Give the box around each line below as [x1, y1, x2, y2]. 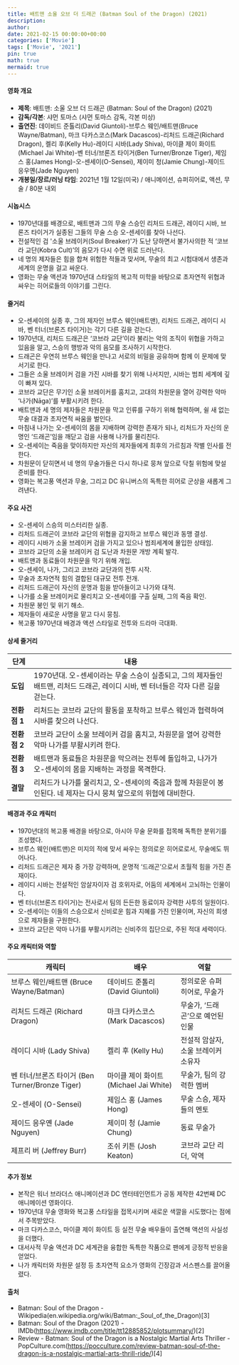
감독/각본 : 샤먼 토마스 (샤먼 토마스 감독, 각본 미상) [17, 112, 156, 121]
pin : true [7, 51, 37, 58]
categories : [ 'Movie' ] [7, 37, 75, 44]
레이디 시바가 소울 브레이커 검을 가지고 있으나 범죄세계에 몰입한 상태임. [17, 538, 213, 547]
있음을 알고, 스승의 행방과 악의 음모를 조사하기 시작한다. [17, 343, 172, 352]
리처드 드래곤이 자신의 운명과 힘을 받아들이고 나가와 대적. [17, 583, 176, 592]
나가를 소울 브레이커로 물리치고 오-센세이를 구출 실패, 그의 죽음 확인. [17, 592, 207, 600]
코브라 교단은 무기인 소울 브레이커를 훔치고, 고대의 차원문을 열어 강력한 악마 [17, 388, 227, 396]
